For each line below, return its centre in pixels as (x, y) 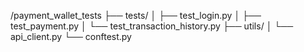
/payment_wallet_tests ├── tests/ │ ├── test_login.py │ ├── (136, 15)
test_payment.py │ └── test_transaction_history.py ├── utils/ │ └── (152, 26)
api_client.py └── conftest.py (71, 36)
